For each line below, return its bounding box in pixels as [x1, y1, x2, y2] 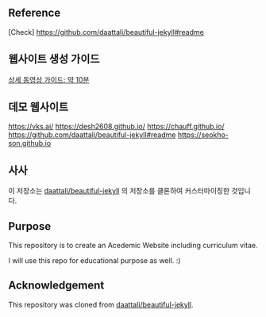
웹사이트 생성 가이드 [8, 52, 100, 66]
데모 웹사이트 [8, 101, 69, 114]
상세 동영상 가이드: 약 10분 [8, 74, 90, 84]
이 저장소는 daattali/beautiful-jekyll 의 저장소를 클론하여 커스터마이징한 [8, 186, 230, 196]
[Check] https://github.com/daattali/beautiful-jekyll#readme [8, 27, 204, 36]
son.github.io [8, 139, 52, 148]
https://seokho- [177, 130, 229, 139]
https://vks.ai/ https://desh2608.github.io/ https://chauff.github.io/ [8, 122, 225, 132]
